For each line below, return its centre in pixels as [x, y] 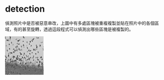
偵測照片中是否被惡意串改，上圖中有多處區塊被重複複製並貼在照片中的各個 [80, 23]
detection [25, 9]
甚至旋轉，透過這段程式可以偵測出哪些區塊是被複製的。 [77, 29]
